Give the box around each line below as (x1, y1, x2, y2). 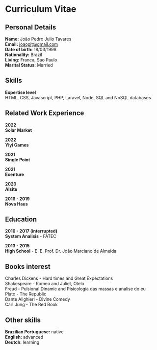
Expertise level (5, 89, 36, 95)
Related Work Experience (5, 109, 84, 117)
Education (5, 215, 37, 224)
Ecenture (5, 171, 25, 177)
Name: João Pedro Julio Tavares (5, 36, 72, 42)
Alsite (5, 186, 18, 192)
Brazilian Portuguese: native (5, 329, 64, 335)
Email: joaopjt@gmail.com (5, 41, 58, 47)
